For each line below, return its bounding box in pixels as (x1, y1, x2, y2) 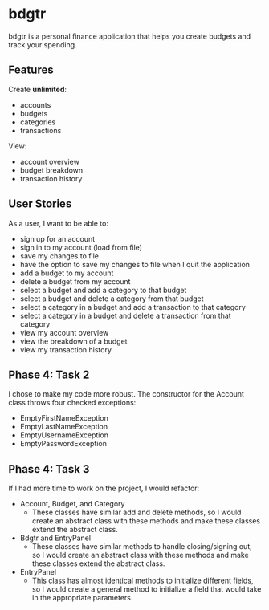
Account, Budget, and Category (19, 499, 125, 509)
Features (8, 63, 54, 77)
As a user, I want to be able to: (8, 218, 109, 228)
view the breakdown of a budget (19, 336, 128, 346)
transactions (19, 125, 62, 135)
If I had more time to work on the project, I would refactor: (8, 483, 200, 494)
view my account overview (19, 327, 109, 337)
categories (19, 117, 56, 127)
